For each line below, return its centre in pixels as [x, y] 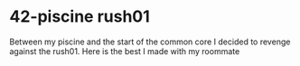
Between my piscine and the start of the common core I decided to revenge [150, 42]
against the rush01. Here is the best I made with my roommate [125, 51]
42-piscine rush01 [80, 17]
